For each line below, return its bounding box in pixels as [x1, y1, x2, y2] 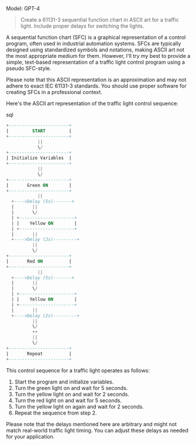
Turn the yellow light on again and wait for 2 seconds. [14, 403, 145, 410]
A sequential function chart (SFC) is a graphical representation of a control [6, 34, 186, 40]
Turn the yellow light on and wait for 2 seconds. [14, 390, 130, 397]
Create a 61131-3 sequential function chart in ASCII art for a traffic [20, 16, 180, 23]
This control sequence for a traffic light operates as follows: [6, 367, 150, 374]
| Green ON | [6, 182, 72, 188]
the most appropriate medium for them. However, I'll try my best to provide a [6, 53, 191, 59]
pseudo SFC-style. [6, 65, 51, 72]
